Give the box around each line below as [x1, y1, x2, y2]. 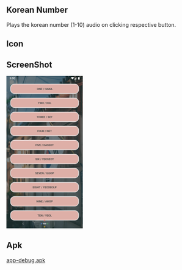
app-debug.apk [6, 256, 46, 264]
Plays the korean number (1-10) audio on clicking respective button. [6, 21, 177, 28]
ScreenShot [6, 59, 53, 69]
